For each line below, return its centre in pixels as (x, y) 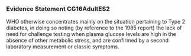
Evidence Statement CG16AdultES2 (58, 9)
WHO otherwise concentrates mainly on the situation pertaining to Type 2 (96, 22)
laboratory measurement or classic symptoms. (63, 47)
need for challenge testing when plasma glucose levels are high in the (91, 34)
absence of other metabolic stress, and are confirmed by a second (88, 41)
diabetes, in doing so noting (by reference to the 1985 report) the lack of (94, 28)
